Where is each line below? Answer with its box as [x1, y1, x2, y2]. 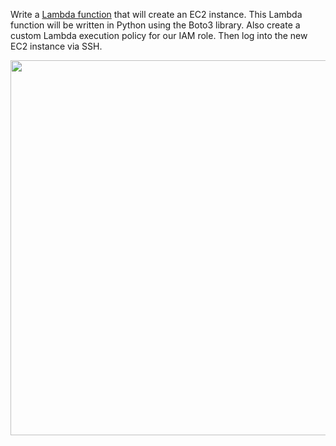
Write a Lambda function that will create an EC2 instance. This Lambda [10, 9, 303, 20]
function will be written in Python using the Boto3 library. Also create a [10, 19, 301, 31]
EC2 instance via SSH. [10, 40, 103, 52]
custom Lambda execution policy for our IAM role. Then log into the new [10, 30, 308, 41]
